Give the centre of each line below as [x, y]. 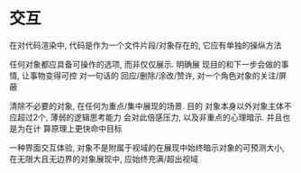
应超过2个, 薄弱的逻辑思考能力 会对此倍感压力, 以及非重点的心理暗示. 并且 [146, 117]
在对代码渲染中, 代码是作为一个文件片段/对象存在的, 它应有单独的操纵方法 [146, 45]
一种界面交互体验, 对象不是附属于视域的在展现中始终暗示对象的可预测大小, [147, 147]
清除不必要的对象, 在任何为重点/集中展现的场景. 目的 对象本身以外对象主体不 [150, 105]
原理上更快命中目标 [87, 128]
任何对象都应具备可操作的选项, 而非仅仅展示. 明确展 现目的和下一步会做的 [145, 64]
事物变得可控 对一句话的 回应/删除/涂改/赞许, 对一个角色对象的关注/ [154, 75]
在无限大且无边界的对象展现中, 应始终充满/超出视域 [104, 159]
